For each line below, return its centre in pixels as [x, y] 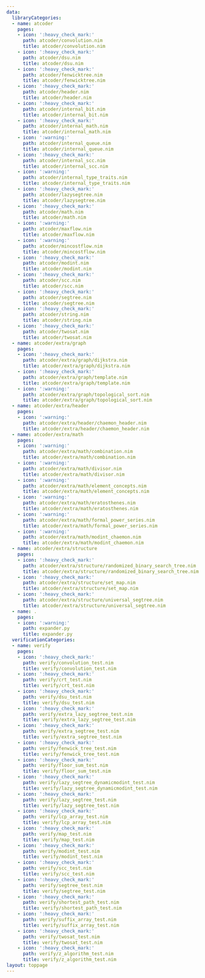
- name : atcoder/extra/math [48, 434]
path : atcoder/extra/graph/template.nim [75, 377]
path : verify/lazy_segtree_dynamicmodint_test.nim [89, 783]
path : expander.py [46, 629]
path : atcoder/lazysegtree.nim [63, 195]
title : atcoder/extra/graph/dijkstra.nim [76, 366]
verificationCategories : [44, 640]
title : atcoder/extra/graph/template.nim [76, 383]
